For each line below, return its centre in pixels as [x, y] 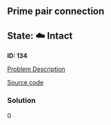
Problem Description [36, 69]
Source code [25, 83]
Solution [22, 101]
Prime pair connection [56, 11]
